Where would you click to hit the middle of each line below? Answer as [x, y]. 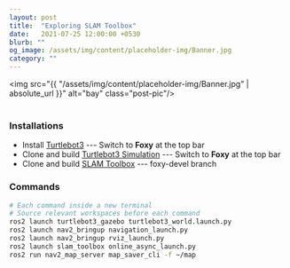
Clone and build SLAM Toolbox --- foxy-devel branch [119, 164]
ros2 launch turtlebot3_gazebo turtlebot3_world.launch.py [121, 222]
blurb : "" [27, 42]
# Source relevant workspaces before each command [105, 214]
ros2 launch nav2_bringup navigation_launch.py [99, 230]
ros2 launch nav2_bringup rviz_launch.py [87, 239]
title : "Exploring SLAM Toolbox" [73, 26]
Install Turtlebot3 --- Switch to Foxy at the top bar [114, 145]
